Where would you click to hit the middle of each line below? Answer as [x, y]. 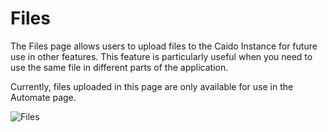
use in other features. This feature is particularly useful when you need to [161, 56]
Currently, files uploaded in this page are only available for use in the [152, 86]
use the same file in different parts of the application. [119, 67]
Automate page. [43, 97]
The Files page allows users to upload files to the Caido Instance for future [164, 46]
